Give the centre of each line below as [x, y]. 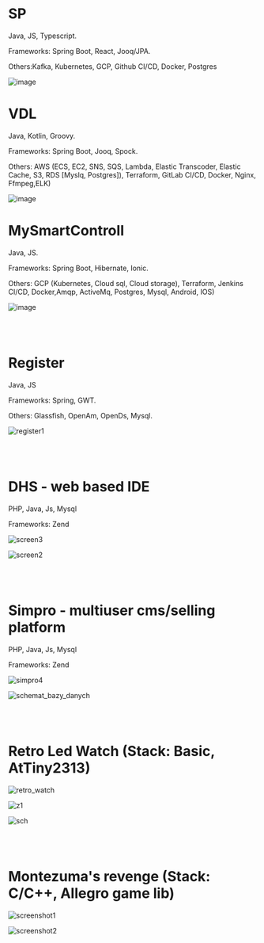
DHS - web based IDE [79, 486]
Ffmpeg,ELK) [30, 183]
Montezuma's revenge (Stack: [109, 876]
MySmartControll [66, 231]
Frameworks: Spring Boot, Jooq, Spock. [73, 151]
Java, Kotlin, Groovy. [42, 136]
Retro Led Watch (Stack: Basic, [111, 751]
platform [37, 627]
